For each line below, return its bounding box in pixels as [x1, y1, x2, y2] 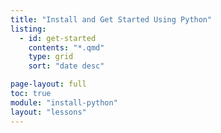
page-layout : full [10, 79, 87, 90]
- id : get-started [19, 33, 97, 43]
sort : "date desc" [28, 61, 105, 71]
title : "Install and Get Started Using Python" [10, 14, 213, 25]
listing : [10, 24, 47, 34]
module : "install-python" [10, 97, 118, 108]
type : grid [28, 52, 74, 62]
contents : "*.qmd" [28, 42, 105, 53]
